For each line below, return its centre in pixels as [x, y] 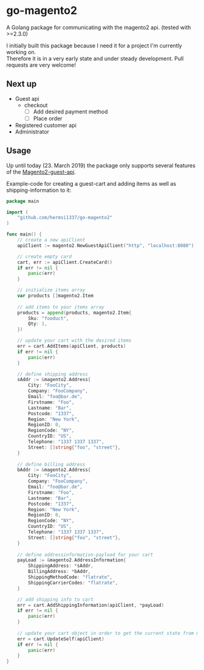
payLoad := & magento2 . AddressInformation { [72, 560]
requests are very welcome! [41, 65]
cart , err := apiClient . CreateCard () [65, 262]
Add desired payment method [70, 111]
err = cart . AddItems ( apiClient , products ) [72, 347]
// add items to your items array [61, 307]
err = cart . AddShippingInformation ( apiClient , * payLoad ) [91, 605]
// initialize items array [51, 290]
